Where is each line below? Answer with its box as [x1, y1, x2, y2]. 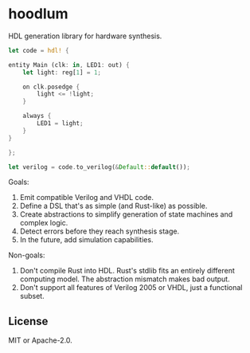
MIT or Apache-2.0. [8, 335, 73, 345]
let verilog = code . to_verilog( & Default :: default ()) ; [8, 163, 191, 171]
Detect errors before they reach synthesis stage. [19, 226, 180, 236]
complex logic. [19, 218, 68, 228]
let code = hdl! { [8, 46, 69, 54]
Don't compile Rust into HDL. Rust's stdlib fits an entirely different [19, 266, 235, 276]
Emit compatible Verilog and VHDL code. [19, 193, 154, 202]
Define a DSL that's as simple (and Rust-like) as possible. [19, 201, 208, 211]
